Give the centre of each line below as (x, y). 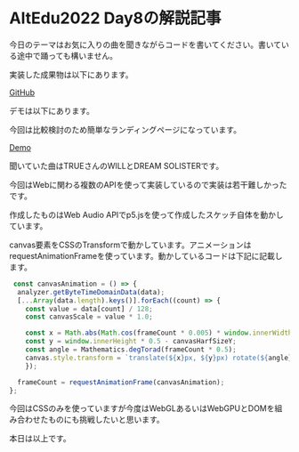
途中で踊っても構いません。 (67, 55)
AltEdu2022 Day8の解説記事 (115, 18)
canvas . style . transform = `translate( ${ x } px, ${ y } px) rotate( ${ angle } (159, 358)
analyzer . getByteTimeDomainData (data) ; (91, 292)
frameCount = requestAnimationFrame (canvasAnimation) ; (121, 382)
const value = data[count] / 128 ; (89, 309)
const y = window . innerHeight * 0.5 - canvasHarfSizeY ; (131, 342)
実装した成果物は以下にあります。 (71, 74)
